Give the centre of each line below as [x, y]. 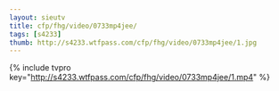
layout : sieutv [37, 17]
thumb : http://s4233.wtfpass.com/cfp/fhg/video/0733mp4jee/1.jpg [133, 42]
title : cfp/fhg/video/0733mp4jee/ [74, 26]
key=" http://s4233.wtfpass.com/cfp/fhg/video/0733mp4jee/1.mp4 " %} [139, 78]
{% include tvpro [40, 68]
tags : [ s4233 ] [36, 34]
